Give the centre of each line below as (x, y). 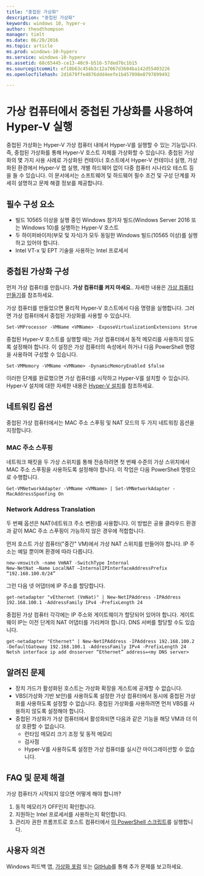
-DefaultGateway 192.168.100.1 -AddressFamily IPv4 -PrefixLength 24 (97, 647)
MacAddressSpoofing (31, 494)
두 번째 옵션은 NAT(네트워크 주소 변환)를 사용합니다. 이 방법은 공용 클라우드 (96, 523)
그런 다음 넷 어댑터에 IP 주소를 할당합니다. (56, 586)
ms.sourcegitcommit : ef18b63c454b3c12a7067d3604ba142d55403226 (88, 69)
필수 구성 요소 (30, 204)
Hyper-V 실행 (40, 127)
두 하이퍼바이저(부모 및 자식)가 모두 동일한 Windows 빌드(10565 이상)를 (101, 235)
